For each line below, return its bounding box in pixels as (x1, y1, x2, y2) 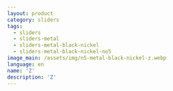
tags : (7, 23, 23, 29)
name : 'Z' (7, 67, 36, 74)
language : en (7, 61, 44, 68)
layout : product (7, 10, 53, 17)
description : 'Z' (7, 73, 57, 81)
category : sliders (7, 16, 59, 23)
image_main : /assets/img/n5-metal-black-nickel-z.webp (7, 55, 167, 62)
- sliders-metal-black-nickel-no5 (13, 49, 111, 55)
